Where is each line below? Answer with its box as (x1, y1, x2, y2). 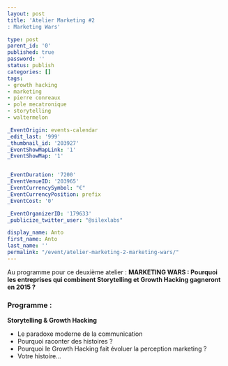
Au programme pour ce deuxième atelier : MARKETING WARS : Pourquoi (7, 267, 218, 276)
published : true (7, 49, 54, 56)
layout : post (7, 10, 45, 17)
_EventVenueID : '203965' (7, 178, 79, 185)
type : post (7, 36, 39, 43)
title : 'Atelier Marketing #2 (7, 17, 96, 24)
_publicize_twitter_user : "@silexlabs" (7, 216, 123, 224)
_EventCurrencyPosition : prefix (7, 190, 101, 198)
